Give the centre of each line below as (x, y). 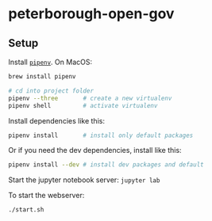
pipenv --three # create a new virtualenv (90, 98)
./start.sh (26, 210)
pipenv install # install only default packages (101, 135)
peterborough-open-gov (91, 14)
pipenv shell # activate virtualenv (83, 105)
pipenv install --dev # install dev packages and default (106, 165)
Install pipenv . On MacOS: (50, 62)
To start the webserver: (46, 196)
